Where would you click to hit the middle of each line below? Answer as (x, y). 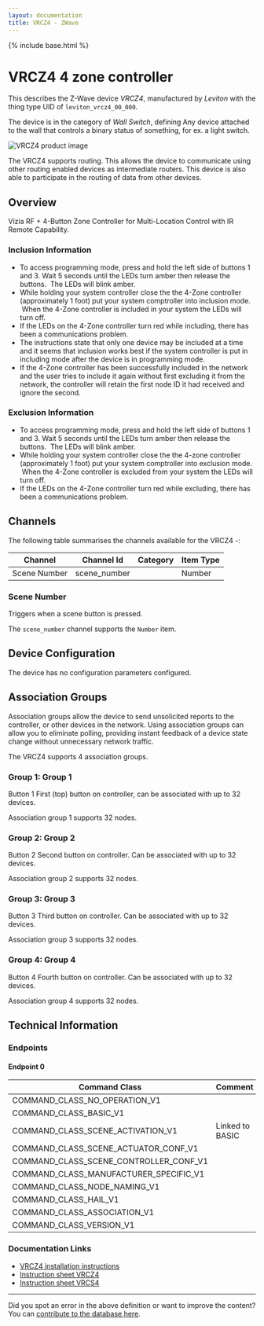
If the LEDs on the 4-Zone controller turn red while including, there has (134, 325)
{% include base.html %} (48, 45)
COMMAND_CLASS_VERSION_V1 (73, 1225)
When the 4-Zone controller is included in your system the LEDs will (132, 309)
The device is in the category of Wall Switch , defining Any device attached (129, 122)
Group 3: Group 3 (42, 899)
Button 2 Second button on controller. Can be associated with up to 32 (122, 855)
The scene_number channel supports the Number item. (92, 629)
